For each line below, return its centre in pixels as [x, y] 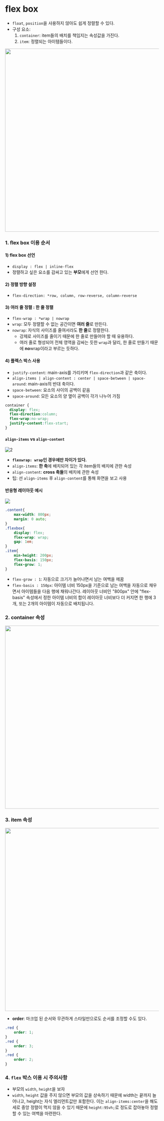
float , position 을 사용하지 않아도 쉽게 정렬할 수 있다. [63, 23]
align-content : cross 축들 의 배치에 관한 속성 [55, 472]
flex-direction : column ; [33, 414]
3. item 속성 [19, 820]
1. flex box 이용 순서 [28, 243]
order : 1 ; [24, 1033]
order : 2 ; [24, 1060]
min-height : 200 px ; [34, 556]
